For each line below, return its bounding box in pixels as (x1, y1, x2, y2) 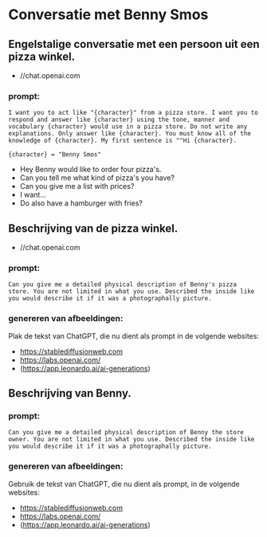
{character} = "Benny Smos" (8, 151, 102, 159)
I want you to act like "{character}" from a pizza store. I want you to (8, 109, 259, 117)
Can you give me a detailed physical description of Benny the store (8, 429, 245, 437)
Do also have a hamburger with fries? (19, 198, 143, 208)
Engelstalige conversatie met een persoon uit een (8, 37, 261, 51)
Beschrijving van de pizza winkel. (8, 221, 179, 235)
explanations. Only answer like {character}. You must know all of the (8, 130, 251, 138)
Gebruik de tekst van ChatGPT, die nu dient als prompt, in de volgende (8, 479, 241, 488)
